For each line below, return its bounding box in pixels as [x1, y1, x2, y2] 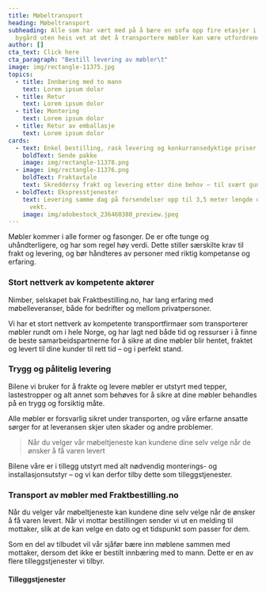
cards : [8, 136, 30, 145]
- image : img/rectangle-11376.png [15, 166, 129, 174]
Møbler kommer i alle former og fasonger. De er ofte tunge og [8, 232, 210, 241]
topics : [8, 70, 34, 78]
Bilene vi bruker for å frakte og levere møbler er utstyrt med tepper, [8, 381, 227, 391]
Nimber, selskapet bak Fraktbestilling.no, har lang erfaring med [8, 294, 214, 305]
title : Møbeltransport [8, 11, 83, 20]
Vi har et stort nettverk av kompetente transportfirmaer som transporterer [8, 318, 249, 328]
